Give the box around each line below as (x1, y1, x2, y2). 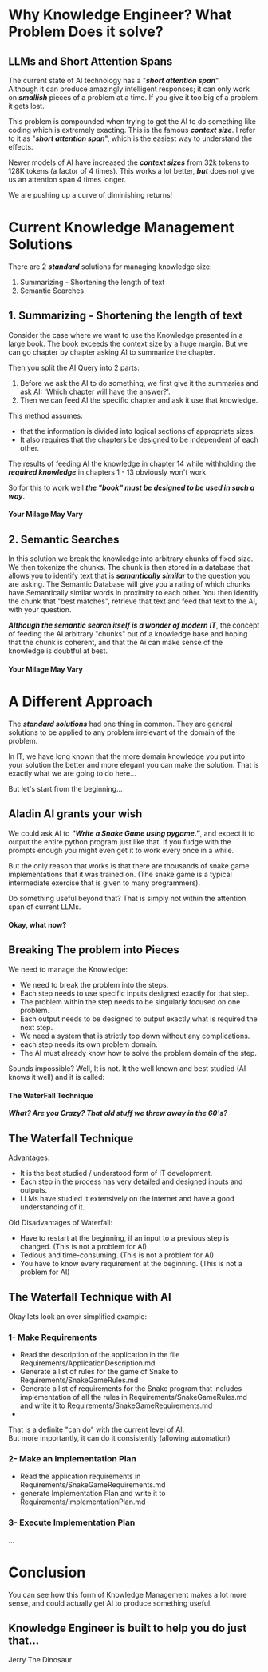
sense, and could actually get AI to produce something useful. (8, 1598, 213, 1608)
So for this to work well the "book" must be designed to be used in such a (8, 483, 255, 492)
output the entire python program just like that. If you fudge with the (8, 836, 231, 846)
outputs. (19, 1185, 48, 1194)
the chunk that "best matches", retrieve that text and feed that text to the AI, (8, 596, 258, 606)
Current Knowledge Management (8, 219, 235, 237)
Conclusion (8, 1563, 86, 1582)
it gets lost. (8, 102, 45, 110)
